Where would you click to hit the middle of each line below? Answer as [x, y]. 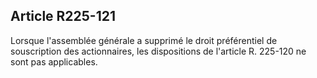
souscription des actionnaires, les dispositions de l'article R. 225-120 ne [158, 51]
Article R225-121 [63, 16]
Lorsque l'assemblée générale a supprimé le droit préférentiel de [144, 40]
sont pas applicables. [54, 61]
